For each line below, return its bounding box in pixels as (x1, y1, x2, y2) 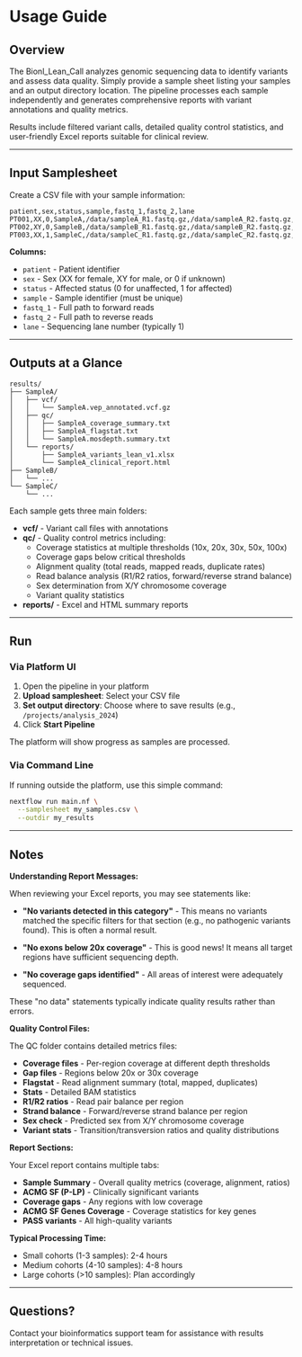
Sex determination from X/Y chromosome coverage (35, 580, 227, 591)
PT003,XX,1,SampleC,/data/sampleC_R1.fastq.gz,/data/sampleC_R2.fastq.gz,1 (9, 230, 299, 239)
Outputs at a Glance (9, 355, 123, 370)
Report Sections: (9, 1142, 74, 1153)
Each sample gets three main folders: (9, 505, 147, 516)
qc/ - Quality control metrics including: (22, 532, 166, 543)
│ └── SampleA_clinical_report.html (9, 458, 171, 467)
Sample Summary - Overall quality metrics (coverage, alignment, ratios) (22, 1177, 290, 1188)
